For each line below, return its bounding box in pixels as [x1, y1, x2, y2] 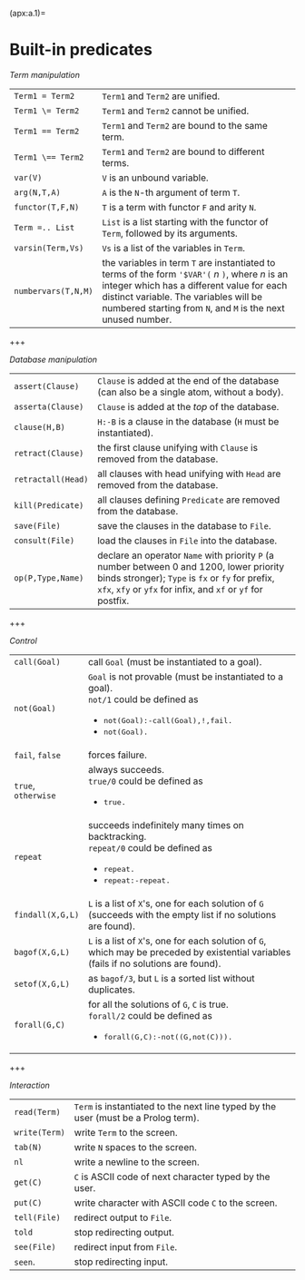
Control [9, 635, 38, 646]
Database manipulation [9, 354, 98, 365]
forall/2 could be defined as [87, 1009, 213, 1021]
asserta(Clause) [14, 401, 84, 412]
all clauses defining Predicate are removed [96, 493, 280, 506]
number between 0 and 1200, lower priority [96, 560, 285, 572]
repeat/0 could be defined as [87, 841, 213, 854]
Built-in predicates [9, 40, 152, 60]
